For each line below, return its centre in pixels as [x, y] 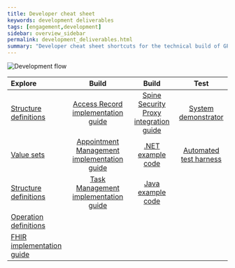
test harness [201, 159]
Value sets [28, 155]
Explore [24, 83]
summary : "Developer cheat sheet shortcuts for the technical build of [114, 46]
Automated [201, 150]
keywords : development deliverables [60, 20]
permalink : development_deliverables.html [70, 40]
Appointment [98, 142]
